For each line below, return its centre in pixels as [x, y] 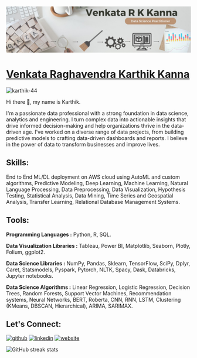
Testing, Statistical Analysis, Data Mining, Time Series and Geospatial [90, 195]
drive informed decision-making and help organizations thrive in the [88, 125]
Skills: [18, 163]
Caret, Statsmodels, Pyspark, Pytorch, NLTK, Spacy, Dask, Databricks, [91, 270]
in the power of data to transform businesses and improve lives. [83, 144]
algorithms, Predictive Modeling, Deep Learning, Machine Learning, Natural [97, 183]
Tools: [18, 220]
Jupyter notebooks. [30, 275]
